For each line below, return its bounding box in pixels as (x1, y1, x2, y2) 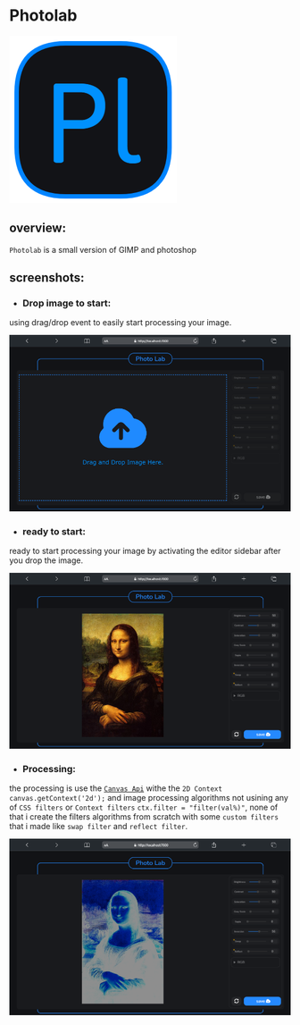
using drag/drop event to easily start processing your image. (9, 317, 232, 328)
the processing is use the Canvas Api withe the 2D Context (9, 783, 223, 794)
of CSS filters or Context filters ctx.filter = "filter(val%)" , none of (9, 802, 279, 813)
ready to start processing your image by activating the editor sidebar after (9, 545, 281, 556)
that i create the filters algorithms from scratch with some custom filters (9, 811, 279, 822)
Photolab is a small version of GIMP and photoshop (9, 244, 196, 255)
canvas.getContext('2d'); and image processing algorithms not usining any (9, 793, 288, 803)
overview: (9, 221, 67, 236)
